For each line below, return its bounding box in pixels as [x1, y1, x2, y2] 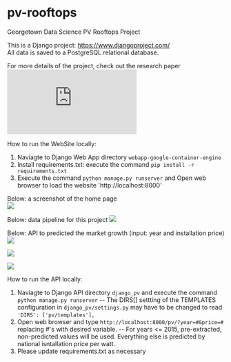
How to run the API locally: [7, 274, 83, 283]
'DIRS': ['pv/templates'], [17, 312, 95, 319]
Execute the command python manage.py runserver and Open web [17, 174, 207, 182]
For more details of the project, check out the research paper [7, 61, 181, 70]
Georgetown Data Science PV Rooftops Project [7, 28, 141, 36]
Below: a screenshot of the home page [7, 194, 117, 203]
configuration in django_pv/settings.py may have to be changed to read [17, 303, 223, 311]
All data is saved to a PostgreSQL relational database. [7, 48, 159, 57]
